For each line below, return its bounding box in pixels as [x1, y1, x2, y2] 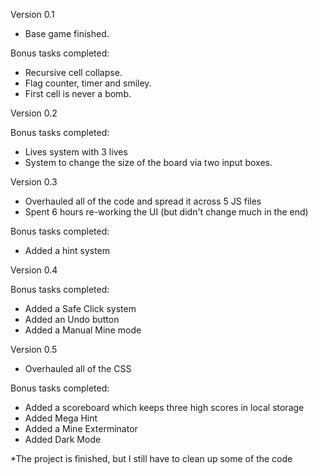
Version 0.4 [10, 264, 58, 276]
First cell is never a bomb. [24, 88, 132, 99]
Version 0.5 [10, 344, 58, 355]
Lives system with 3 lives [24, 146, 128, 158]
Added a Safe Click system [24, 303, 137, 314]
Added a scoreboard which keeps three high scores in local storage [24, 402, 305, 413]
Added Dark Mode [24, 434, 102, 445]
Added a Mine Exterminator [24, 423, 138, 434]
